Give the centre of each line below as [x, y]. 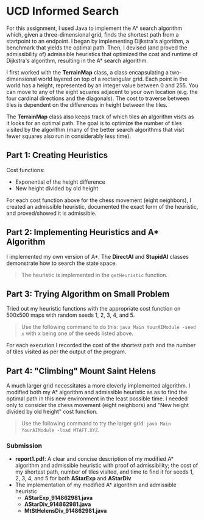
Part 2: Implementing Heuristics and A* [83, 232]
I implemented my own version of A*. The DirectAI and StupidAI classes [97, 256]
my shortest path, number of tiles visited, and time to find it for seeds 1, [104, 472]
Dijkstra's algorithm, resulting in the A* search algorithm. [77, 60]
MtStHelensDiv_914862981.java [65, 511]
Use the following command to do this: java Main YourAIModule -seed [108, 327]
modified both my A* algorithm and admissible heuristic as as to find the [97, 392]
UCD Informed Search [63, 11]
